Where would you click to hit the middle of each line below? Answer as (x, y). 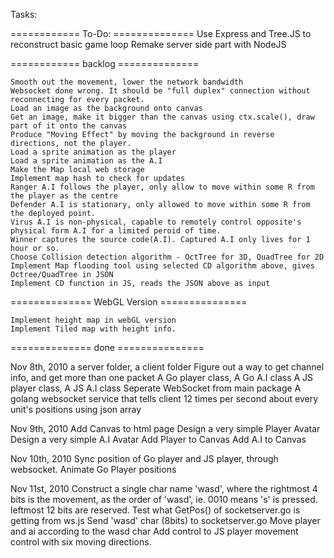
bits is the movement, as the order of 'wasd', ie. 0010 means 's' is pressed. (164, 499)
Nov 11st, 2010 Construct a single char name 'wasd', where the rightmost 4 (164, 488)
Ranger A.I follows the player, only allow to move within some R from (162, 187)
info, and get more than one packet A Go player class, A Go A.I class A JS (162, 377)
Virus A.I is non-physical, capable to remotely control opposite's (156, 222)
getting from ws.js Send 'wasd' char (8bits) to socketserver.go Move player (165, 520)
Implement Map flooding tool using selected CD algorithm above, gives (162, 266)
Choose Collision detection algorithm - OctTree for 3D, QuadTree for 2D (167, 257)
